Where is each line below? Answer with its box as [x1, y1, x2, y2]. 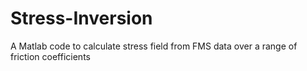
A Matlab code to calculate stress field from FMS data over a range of [10, 40, 298, 52]
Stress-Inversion [10, 7, 153, 30]
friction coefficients [10, 50, 91, 62]
